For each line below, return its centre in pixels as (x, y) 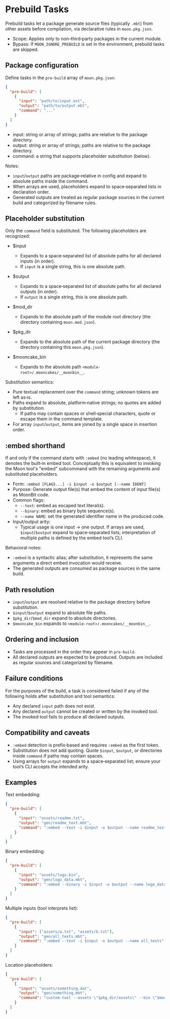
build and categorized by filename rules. (55, 203)
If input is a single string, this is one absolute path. (73, 267)
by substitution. (29, 408)
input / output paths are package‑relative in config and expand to (79, 176)
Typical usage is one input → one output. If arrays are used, (82, 527)
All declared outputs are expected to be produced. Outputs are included (88, 657)
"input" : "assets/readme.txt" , (52, 818)
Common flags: (28, 500)
